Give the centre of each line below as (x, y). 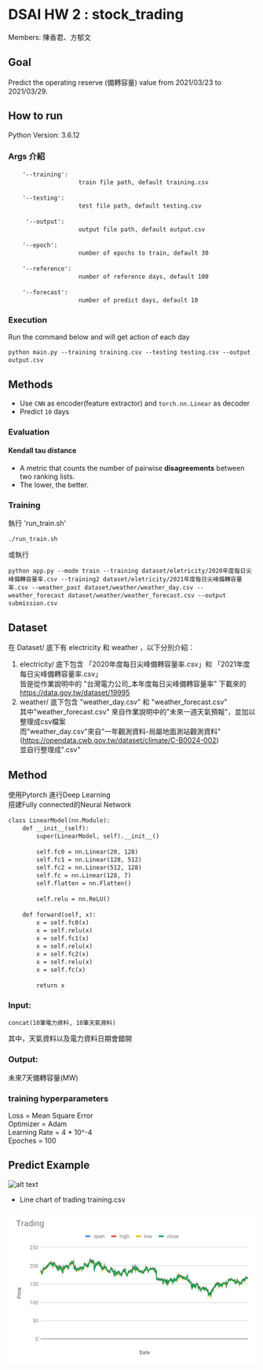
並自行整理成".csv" (50, 750)
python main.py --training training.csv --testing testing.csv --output (130, 353)
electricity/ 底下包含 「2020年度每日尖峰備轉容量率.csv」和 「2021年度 (135, 664)
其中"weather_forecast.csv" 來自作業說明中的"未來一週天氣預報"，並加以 (137, 712)
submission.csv (33, 604)
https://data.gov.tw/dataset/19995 (75, 692)
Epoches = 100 (32, 1140)
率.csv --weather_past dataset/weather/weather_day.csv (101, 588)
